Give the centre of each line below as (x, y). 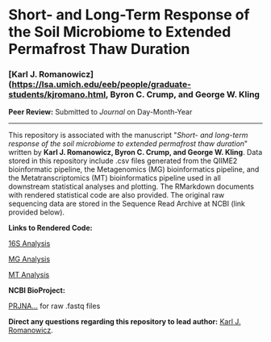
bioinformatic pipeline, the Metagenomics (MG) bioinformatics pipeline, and (134, 169)
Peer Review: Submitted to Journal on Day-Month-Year (100, 112)
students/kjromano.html (57, 94)
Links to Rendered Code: (50, 228)
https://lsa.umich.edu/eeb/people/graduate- (102, 85)
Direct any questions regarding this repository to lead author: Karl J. (125, 322)
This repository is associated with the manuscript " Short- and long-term (128, 136)
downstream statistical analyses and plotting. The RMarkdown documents (131, 186)
